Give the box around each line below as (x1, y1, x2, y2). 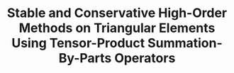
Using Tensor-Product (11, 35, 145, 51)
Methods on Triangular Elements (18, 20, 216, 36)
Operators (114, 50, 176, 67)
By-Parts (58, 50, 112, 67)
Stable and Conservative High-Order (7, 5, 227, 21)
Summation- (147, 35, 223, 51)
